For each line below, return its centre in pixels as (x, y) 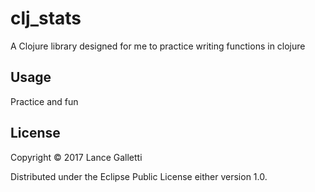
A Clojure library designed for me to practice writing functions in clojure (158, 46)
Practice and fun (44, 101)
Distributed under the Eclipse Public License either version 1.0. (139, 176)
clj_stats (46, 18)
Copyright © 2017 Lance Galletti (76, 157)
